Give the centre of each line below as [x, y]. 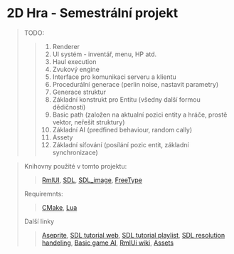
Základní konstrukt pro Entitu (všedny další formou [126, 99]
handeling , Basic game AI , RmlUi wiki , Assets [108, 243]
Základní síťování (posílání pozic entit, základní [121, 144]
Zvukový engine [76, 69]
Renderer [66, 46]
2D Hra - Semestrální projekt [92, 13]
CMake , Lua [59, 207]
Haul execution [74, 61]
